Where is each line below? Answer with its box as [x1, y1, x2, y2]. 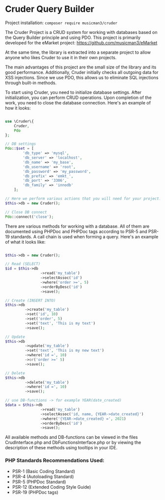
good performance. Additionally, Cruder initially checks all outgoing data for [5, 69, 159, 75]
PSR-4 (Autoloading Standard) [12, 473, 74, 479]
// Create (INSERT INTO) [5, 298, 56, 303]
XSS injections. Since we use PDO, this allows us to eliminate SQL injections [5, 74, 159, 80]
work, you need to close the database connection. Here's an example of [5, 100, 151, 105]
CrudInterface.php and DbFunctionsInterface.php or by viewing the [5, 439, 141, 445]
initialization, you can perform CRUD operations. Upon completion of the [5, 95, 152, 100]
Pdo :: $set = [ [5, 146, 34, 151]
